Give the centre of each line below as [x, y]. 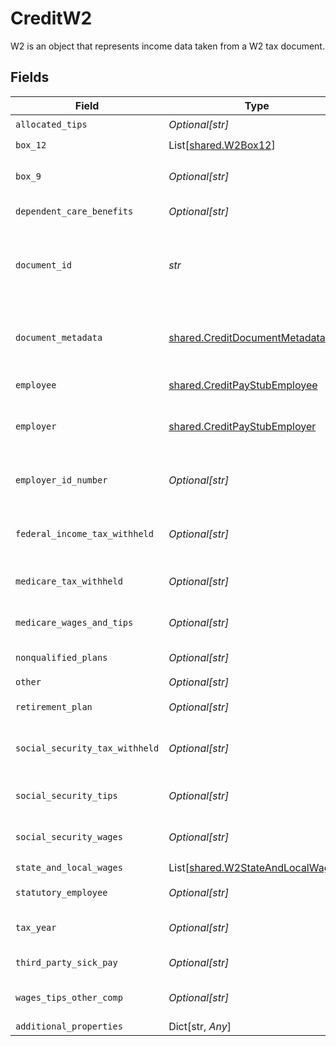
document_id [44, 265]
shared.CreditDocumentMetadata [247, 337]
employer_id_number [61, 480]
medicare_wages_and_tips [74, 622]
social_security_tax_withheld [87, 748]
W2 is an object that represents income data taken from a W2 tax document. [167, 46]
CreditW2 [51, 18]
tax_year [36, 927]
